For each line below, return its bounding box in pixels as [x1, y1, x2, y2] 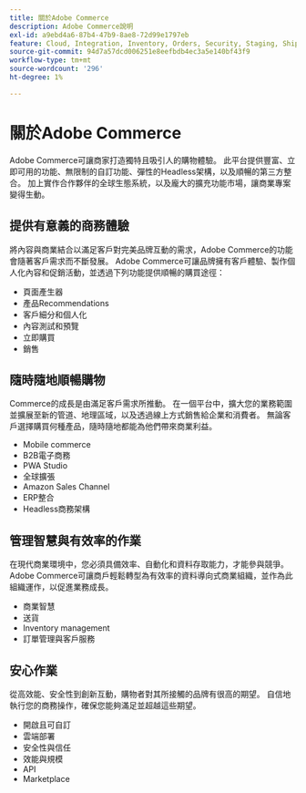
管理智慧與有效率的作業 [9, 532, 141, 548]
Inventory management [22, 623, 111, 633]
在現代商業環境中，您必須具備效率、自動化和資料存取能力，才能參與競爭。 [9, 559, 289, 570]
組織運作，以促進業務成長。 [9, 582, 114, 592]
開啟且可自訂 [22, 719, 71, 730]
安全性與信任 [22, 742, 71, 753]
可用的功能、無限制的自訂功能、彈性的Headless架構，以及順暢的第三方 [16, 166, 284, 177]
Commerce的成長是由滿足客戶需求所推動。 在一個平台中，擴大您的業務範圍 [9, 398, 293, 409]
